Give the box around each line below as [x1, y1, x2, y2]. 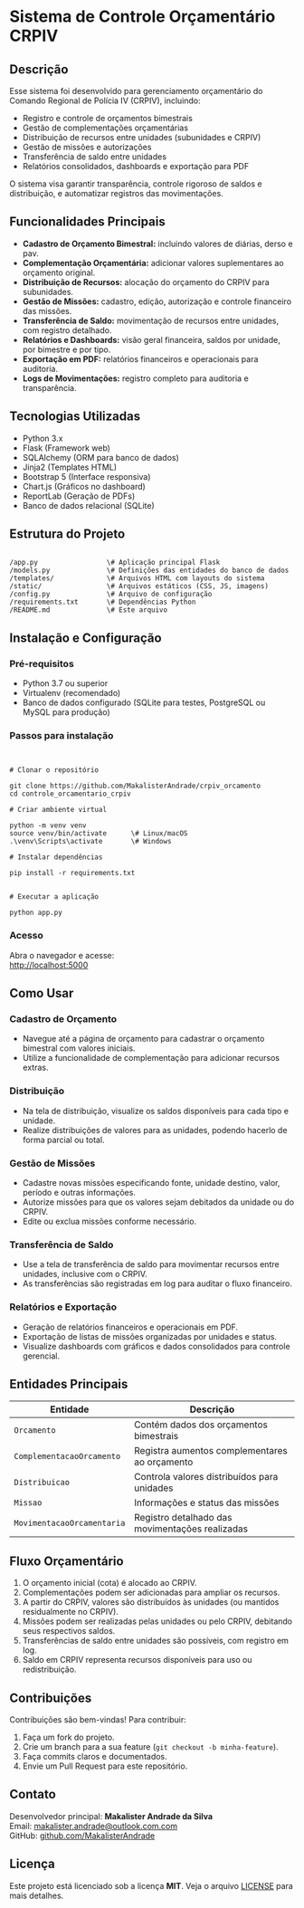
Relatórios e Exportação [9, 1301, 118, 1313]
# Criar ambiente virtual [9, 806, 107, 815]
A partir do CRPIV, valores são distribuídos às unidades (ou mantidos [22, 1597, 280, 1607]
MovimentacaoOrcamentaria [14, 1518, 126, 1529]
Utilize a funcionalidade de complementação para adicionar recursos [22, 1053, 280, 1064]
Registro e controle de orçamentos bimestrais [22, 113, 193, 123]
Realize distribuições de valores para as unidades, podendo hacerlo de [22, 1124, 288, 1135]
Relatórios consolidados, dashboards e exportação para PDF [22, 161, 250, 171]
